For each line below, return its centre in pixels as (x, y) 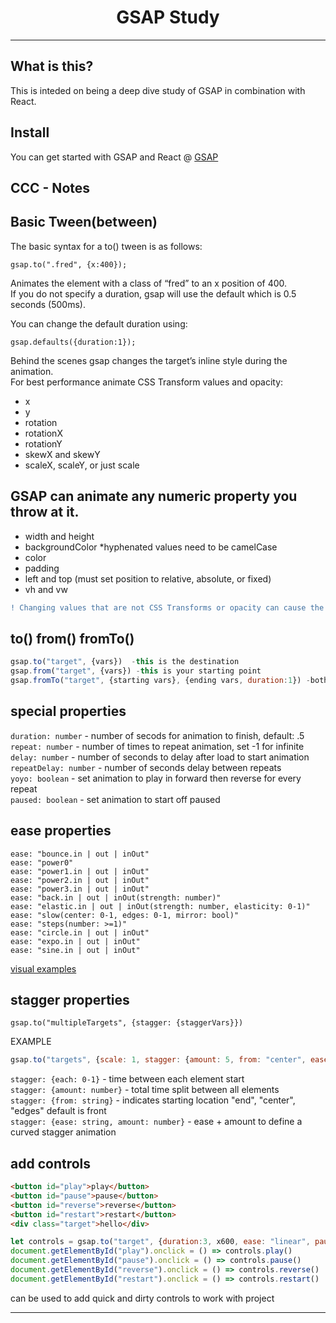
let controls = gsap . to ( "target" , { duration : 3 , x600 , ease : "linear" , (160, 1242)
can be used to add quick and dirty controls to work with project (142, 1298)
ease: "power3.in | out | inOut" (80, 889)
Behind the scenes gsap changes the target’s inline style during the (149, 360)
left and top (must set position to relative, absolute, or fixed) (148, 578)
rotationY (43, 443)
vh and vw (46, 589)
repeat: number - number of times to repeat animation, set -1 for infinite (157, 746)
